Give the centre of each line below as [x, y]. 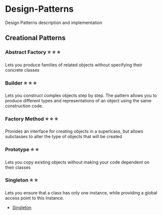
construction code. [24, 106]
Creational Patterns [35, 38]
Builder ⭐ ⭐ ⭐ [21, 83]
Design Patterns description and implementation [54, 23]
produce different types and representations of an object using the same [78, 100]
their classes [18, 167]
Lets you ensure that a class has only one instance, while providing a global [81, 192]
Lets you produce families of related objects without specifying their [74, 65]
